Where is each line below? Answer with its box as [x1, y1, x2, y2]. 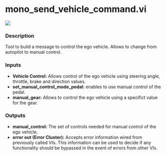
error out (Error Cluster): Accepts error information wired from [12, 134, 142, 140]
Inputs [5, 62, 21, 69]
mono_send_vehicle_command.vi [5, 4, 146, 15]
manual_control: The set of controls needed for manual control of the [12, 123, 156, 129]
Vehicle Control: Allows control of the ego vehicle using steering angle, [12, 73, 160, 79]
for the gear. [12, 99, 38, 106]
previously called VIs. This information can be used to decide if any [12, 139, 151, 145]
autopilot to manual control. [5, 49, 61, 55]
